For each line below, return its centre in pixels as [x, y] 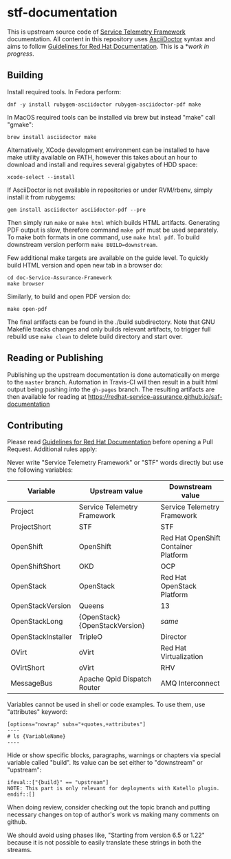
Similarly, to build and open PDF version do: [69, 296]
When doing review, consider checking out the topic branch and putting [109, 807]
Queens [91, 606]
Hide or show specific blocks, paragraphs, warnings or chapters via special [114, 755]
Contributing [35, 425]
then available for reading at [47, 396]
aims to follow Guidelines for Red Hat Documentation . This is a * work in [108, 46]
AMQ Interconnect [190, 684]
